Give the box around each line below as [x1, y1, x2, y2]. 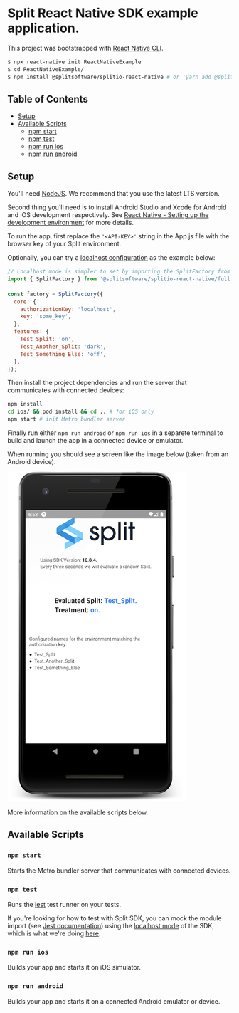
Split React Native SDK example [7, 5, 199, 21]
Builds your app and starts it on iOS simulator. [7, 963, 141, 972]
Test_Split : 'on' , [20, 336, 75, 343]
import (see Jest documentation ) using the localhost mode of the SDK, [7, 922, 215, 930]
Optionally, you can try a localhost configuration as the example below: [7, 253, 216, 262]
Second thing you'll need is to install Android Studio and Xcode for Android [7, 203, 227, 211]
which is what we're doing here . [7, 929, 101, 938]
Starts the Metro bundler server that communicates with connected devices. [7, 866, 231, 875]
